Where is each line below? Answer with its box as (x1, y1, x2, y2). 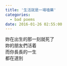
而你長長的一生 (5, 49, 37, 55)
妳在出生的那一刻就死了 (5, 36, 54, 42)
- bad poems (10, 17, 36, 22)
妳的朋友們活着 (5, 43, 37, 49)
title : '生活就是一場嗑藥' (5, 7, 56, 13)
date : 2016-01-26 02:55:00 (5, 21, 62, 27)
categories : (5, 12, 30, 17)
